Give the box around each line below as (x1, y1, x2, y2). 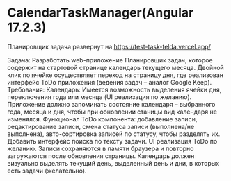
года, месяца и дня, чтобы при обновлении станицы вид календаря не (7, 107, 218, 116)
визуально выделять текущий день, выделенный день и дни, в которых (7, 159, 220, 167)
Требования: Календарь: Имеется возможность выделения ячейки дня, (7, 85, 222, 94)
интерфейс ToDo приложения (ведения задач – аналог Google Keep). (7, 78, 212, 86)
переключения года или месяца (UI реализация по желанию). (7, 92, 192, 101)
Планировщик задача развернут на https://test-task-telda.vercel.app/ (7, 42, 211, 51)
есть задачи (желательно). (7, 166, 87, 175)
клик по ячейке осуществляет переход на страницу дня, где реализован (7, 71, 224, 79)
